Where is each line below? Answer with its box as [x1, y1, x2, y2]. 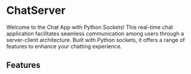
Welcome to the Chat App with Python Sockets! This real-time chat [6, 23, 173, 31]
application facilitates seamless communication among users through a [6, 29, 184, 37]
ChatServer [6, 4, 65, 17]
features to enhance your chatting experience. [6, 43, 122, 50]
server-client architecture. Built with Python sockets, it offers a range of [6, 36, 185, 43]
